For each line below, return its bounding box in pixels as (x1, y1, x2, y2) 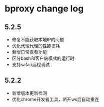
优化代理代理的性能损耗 (11, 43, 60, 49)
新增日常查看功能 (11, 49, 47, 55)
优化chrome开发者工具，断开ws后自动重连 (11, 96, 99, 102)
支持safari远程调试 (11, 62, 50, 67)
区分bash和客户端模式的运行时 (11, 55, 75, 61)
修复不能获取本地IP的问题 (11, 37, 64, 42)
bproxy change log (4, 3, 84, 14)
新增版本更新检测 (11, 90, 47, 96)
